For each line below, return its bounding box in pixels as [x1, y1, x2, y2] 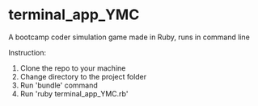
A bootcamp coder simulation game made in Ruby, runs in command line [8, 32, 251, 42]
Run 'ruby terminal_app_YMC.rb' [19, 88, 129, 98]
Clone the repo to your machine [19, 63, 126, 73]
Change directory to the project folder [19, 71, 147, 81]
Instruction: [8, 47, 47, 57]
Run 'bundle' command [19, 80, 99, 90]
